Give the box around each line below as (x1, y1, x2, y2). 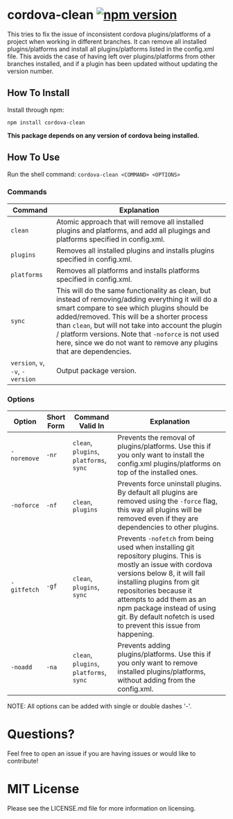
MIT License (7, 781, 80, 797)
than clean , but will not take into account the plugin (56, 320, 223, 330)
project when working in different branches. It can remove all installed (7, 37, 207, 45)
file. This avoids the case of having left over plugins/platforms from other (7, 52, 216, 61)
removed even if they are (117, 514, 199, 523)
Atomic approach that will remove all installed (56, 216, 204, 226)
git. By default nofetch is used (117, 612, 215, 622)
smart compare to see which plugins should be (56, 303, 209, 312)
